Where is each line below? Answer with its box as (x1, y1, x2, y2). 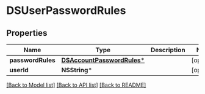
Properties (6, 28, 48, 38)
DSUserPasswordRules (6, 4, 126, 18)
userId (9, 66, 29, 74)
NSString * (61, 66, 93, 74)
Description (150, 46, 185, 54)
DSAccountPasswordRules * (61, 56, 145, 64)
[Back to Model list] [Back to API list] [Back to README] (6, 81, 146, 89)
